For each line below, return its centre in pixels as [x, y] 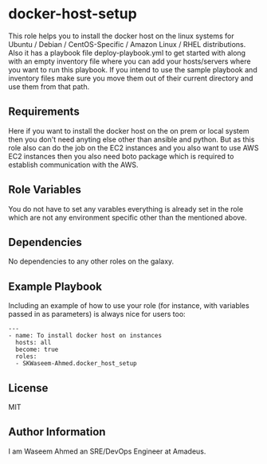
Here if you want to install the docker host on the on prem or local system [129, 131]
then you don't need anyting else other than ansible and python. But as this [132, 139]
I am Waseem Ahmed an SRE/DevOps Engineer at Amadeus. [107, 451]
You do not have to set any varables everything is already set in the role [126, 209]
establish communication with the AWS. [73, 165]
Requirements [44, 112]
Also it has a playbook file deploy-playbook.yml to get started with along [127, 53]
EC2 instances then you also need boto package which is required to [121, 156]
